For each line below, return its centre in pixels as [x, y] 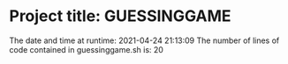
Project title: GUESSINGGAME [120, 16]
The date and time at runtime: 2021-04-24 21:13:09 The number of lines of [144, 40]
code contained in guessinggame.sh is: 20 [86, 49]
